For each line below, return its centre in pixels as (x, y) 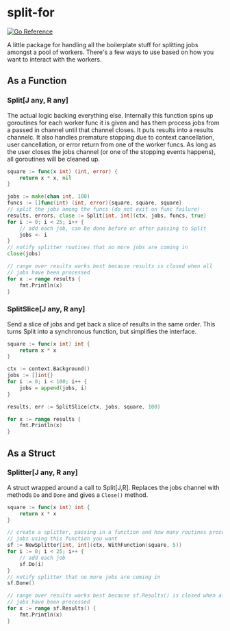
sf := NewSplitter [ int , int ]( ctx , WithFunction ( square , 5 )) (95, 545)
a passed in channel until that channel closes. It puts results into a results (110, 130)
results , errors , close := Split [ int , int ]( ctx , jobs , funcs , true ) (107, 216)
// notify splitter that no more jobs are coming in (84, 577)
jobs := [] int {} (30, 375)
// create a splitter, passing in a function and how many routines (107, 532)
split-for (31, 13)
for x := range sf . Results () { (52, 608)
